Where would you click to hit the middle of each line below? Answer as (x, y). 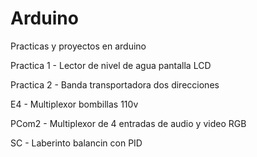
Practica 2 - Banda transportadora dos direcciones (115, 84)
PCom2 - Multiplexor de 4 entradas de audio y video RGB (128, 123)
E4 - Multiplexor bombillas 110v (74, 104)
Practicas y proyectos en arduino (78, 46)
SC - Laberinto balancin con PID (76, 143)
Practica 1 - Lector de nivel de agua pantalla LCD (111, 65)
